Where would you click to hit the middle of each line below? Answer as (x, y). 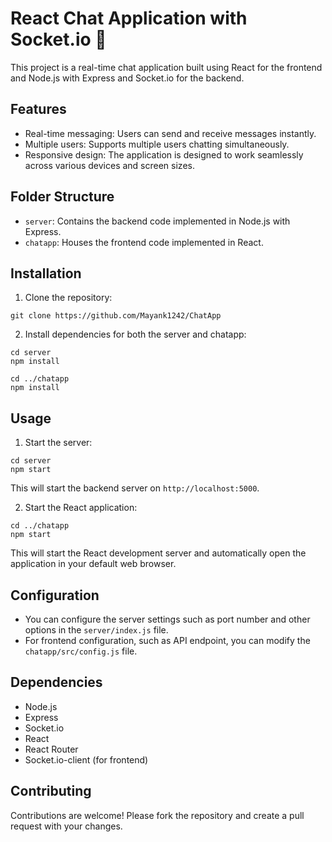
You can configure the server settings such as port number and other (167, 619)
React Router (51, 749)
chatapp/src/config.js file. (81, 651)
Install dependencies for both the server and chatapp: (135, 334)
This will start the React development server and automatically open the (158, 553)
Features (38, 109)
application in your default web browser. (93, 564)
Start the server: (58, 443)
